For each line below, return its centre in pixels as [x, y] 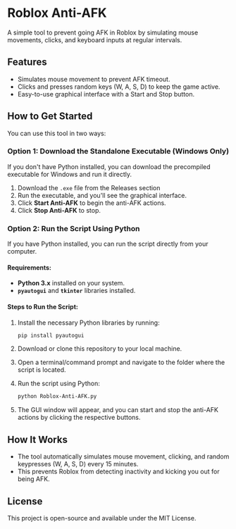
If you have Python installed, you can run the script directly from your [108, 244]
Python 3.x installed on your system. [71, 283]
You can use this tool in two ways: [57, 133]
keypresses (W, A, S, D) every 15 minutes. [78, 464]
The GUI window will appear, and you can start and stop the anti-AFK [118, 410]
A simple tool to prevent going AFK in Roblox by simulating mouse [103, 32]
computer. [22, 251]
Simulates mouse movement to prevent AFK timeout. [94, 79]
